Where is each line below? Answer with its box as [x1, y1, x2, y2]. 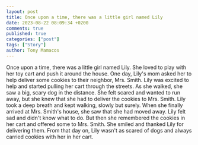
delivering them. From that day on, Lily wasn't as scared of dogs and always [6, 127, 192, 134]
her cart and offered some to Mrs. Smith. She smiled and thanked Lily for [6, 120, 184, 128]
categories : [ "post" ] [6, 36, 60, 42]
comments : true [6, 25, 44, 31]
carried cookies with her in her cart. [6, 133, 94, 140]
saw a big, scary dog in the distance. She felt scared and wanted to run [6, 89, 181, 96]
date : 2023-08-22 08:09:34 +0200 [6, 20, 89, 26]
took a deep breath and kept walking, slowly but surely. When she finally [6, 102, 183, 109]
